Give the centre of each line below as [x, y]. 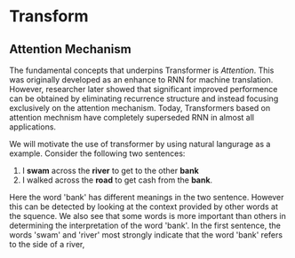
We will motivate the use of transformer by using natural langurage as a [140, 144]
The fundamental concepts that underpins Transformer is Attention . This [142, 70]
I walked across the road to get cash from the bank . [117, 180]
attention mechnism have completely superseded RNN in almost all [132, 117]
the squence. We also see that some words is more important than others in [148, 216]
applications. [32, 127]
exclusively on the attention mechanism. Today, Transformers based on [140, 108]
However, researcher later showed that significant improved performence [144, 89]
